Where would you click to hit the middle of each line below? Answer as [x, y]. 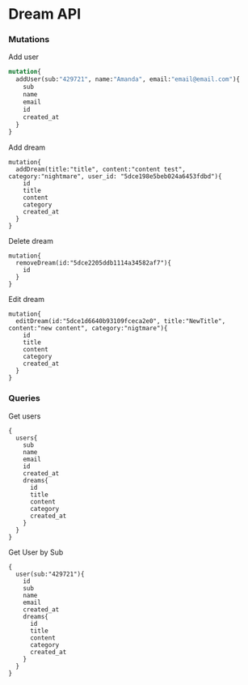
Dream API [45, 14]
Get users [25, 416]
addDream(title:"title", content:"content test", [101, 170]
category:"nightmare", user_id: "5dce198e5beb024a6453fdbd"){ [115, 177]
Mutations [29, 40]
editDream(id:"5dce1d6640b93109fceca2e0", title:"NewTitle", [121, 321]
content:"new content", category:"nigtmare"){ [88, 329]
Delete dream [31, 241]
